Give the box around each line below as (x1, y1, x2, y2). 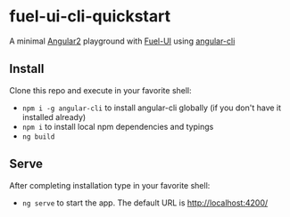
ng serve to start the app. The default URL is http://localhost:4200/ (21, 197, 269, 208)
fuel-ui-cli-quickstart (9, 6, 171, 27)
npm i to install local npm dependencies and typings (21, 121, 214, 132)
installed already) (21, 111, 87, 122)
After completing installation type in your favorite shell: (9, 180, 211, 190)
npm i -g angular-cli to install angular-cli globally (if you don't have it (21, 102, 282, 113)
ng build (21, 132, 55, 141)
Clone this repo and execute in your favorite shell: (9, 84, 192, 95)
